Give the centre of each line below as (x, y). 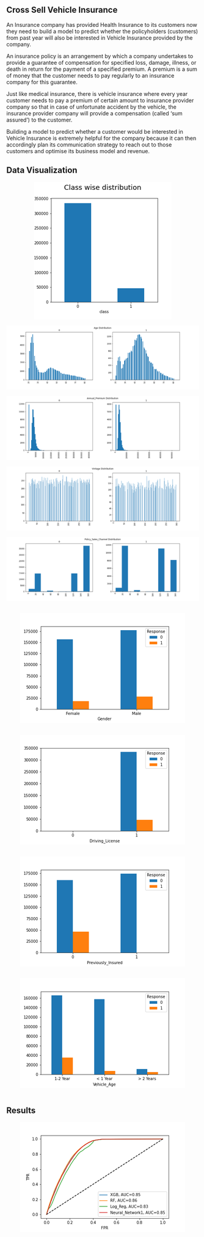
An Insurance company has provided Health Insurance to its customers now (102, 24)
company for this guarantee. (42, 82)
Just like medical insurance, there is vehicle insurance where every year (97, 93)
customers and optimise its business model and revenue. (78, 151)
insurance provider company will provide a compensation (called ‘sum (95, 113)
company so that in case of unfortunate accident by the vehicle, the (92, 107)
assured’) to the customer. (39, 120)
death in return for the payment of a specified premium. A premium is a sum (102, 69)
